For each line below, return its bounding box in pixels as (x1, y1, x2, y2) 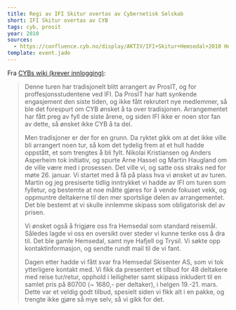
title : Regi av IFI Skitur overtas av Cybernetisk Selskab (7, 10, 184, 18)
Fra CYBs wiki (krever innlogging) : (7, 68, 106, 77)
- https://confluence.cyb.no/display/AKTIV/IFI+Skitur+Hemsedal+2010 (13, 43, 221, 50)
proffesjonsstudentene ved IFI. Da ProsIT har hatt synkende (24, 89, 197, 98)
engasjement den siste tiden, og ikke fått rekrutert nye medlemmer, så (24, 97, 228, 105)
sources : (7, 37, 33, 44)
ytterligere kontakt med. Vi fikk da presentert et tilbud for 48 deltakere (24, 265, 228, 273)
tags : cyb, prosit (7, 23, 61, 30)
